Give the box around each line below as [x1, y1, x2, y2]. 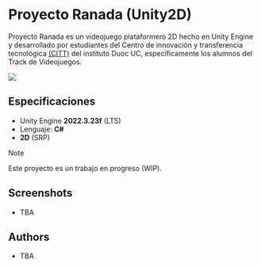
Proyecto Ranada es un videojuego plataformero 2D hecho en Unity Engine [8, 32, 254, 41]
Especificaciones [8, 95, 96, 109]
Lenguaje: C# [19, 124, 64, 134]
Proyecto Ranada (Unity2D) [8, 6, 192, 24]
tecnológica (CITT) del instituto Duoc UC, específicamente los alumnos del [8, 48, 252, 58]
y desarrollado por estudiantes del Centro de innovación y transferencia [8, 40, 244, 49]
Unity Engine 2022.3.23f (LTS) [19, 116, 121, 125]
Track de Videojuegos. [8, 57, 83, 67]
